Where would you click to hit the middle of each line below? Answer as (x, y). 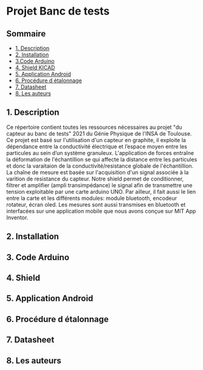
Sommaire (26, 34)
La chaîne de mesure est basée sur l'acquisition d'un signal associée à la (98, 172)
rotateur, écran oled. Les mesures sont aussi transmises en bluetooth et (96, 204)
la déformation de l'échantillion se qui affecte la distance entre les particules (102, 159)
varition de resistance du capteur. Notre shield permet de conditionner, (95, 179)
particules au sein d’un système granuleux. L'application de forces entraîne (100, 152)
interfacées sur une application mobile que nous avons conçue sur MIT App (101, 211)
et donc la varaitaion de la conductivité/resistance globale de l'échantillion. (100, 166)
